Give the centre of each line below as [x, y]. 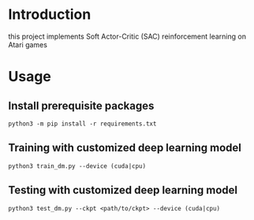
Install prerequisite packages [81, 105]
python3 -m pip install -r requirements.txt [82, 124]
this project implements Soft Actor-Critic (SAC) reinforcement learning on [127, 36]
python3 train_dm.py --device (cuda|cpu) [77, 166]
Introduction [50, 15]
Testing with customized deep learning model [123, 190]
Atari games [28, 44]
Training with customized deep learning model [125, 148]
